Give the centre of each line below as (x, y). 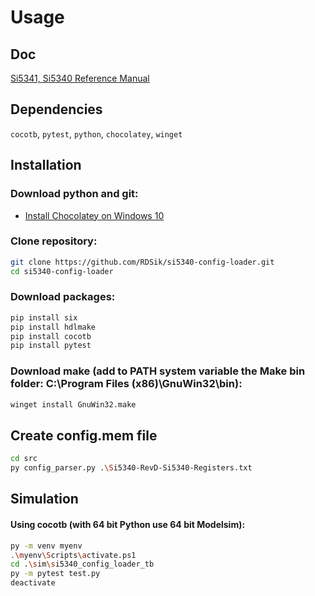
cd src (24, 459)
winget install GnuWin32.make (73, 404)
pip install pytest (51, 346)
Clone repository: (54, 241)
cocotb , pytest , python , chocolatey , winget (96, 133)
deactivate (33, 583)
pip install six (44, 317)
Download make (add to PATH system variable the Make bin (158, 371)
